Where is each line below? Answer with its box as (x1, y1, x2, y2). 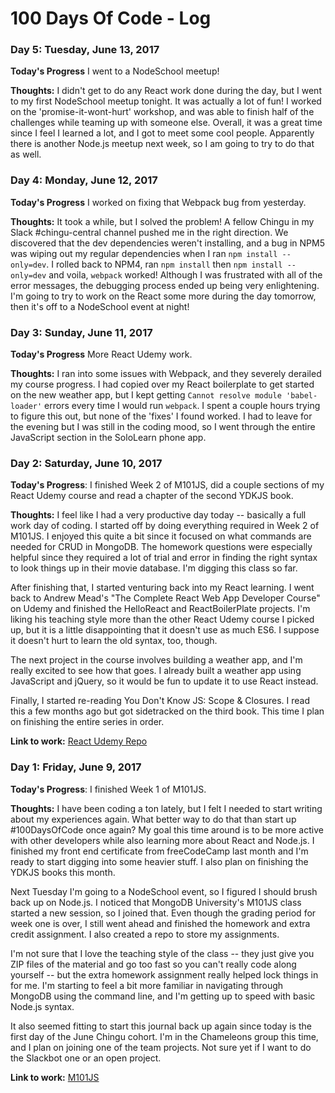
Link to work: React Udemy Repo (10, 735, 148, 747)
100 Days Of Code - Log (10, 7, 212, 30)
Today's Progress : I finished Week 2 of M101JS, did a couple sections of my (10, 479, 325, 491)
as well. (10, 148, 42, 161)
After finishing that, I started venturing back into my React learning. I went (10, 582, 315, 594)
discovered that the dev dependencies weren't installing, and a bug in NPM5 (10, 237, 325, 249)
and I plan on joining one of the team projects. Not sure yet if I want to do (10, 1041, 312, 1053)
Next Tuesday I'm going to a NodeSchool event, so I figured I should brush (10, 885, 318, 897)
